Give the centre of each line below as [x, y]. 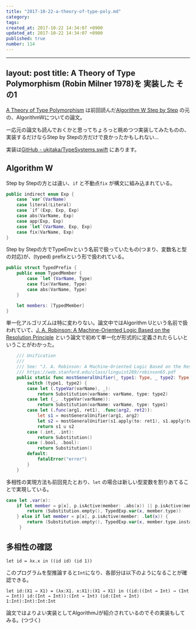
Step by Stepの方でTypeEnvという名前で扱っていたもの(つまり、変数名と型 [97, 250]
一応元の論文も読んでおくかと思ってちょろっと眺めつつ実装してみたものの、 [98, 130]
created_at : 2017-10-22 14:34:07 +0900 [55, 28]
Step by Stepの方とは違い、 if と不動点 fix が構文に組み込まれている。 [91, 183]
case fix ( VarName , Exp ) [45, 232]
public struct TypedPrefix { [41, 268]
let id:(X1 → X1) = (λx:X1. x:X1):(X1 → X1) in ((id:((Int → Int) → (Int [98, 591]
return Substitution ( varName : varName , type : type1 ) [102, 405]
